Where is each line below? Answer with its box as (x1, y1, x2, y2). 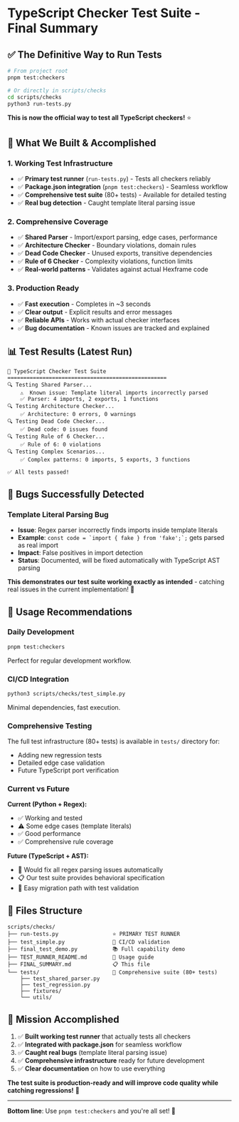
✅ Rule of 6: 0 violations (20, 441, 102, 449)
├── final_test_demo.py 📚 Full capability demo (7, 946, 186, 953)
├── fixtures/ (20, 988, 62, 995)
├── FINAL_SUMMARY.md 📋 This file (7, 961, 151, 968)
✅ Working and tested (17, 814, 83, 822)
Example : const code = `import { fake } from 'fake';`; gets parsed (17, 534, 225, 542)
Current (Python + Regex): (7, 800, 87, 809)
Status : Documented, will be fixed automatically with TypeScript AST (17, 556, 221, 565)
